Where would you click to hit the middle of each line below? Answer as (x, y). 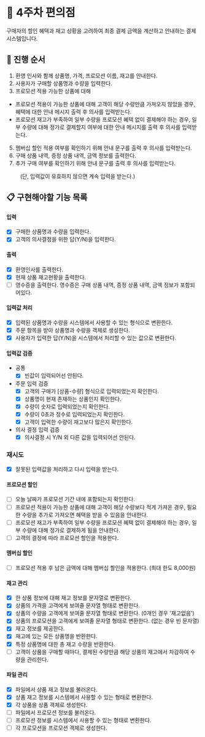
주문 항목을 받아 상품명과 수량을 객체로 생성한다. (72, 330)
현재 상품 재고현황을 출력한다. (51, 277)
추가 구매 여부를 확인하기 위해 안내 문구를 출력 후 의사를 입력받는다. (95, 163)
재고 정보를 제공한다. (40, 629)
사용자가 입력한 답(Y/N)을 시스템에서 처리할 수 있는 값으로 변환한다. (96, 338)
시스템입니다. (22, 38)
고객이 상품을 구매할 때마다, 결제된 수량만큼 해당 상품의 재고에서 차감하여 (102, 652)
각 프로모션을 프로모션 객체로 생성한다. (61, 728)
